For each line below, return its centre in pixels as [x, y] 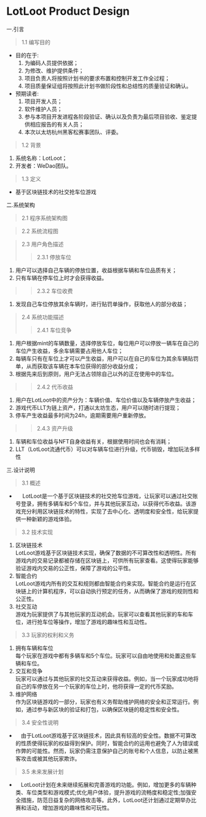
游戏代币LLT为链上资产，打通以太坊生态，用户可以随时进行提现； [98, 407]
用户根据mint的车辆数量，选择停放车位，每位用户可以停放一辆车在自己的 [107, 343]
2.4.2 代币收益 [55, 387]
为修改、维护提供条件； [54, 70]
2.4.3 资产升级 [55, 428]
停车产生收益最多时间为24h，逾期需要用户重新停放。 [82, 415]
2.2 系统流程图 [40, 231]
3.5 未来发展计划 [42, 772]
